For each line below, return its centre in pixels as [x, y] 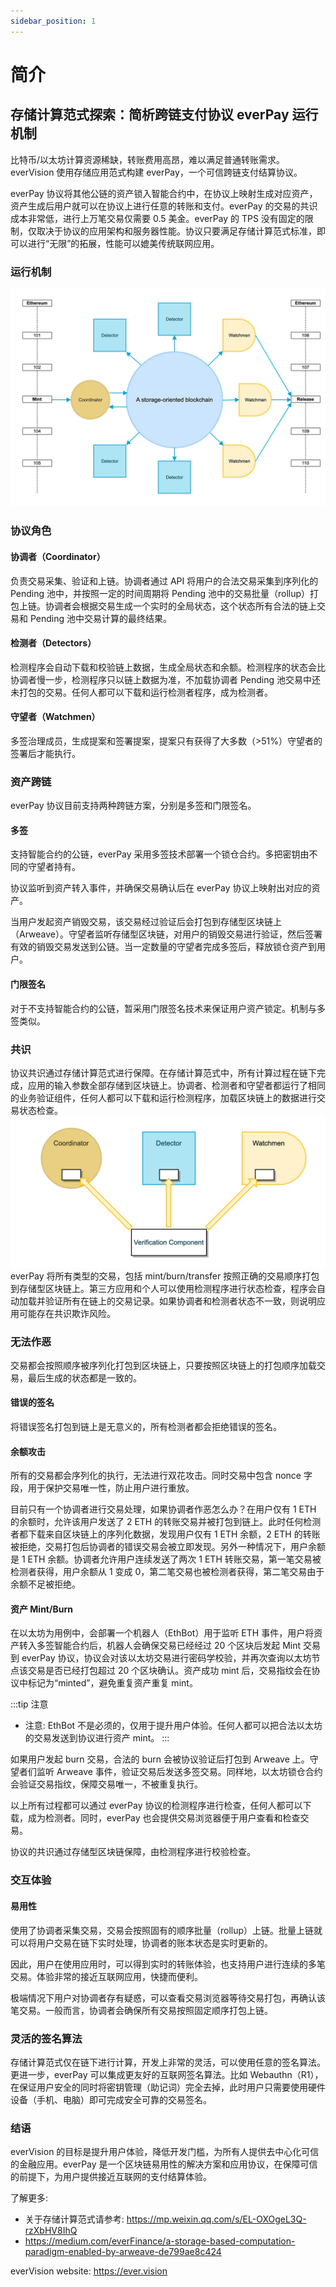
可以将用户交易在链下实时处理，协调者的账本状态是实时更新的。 [141, 1942]
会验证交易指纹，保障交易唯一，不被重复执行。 [106, 1784]
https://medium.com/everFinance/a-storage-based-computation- [160, 2241]
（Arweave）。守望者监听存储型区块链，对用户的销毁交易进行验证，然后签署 [166, 934]
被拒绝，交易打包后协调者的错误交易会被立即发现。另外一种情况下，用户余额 [168, 1547]
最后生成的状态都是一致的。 [84, 1377]
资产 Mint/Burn [41, 1609]
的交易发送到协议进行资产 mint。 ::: [97, 1738]
